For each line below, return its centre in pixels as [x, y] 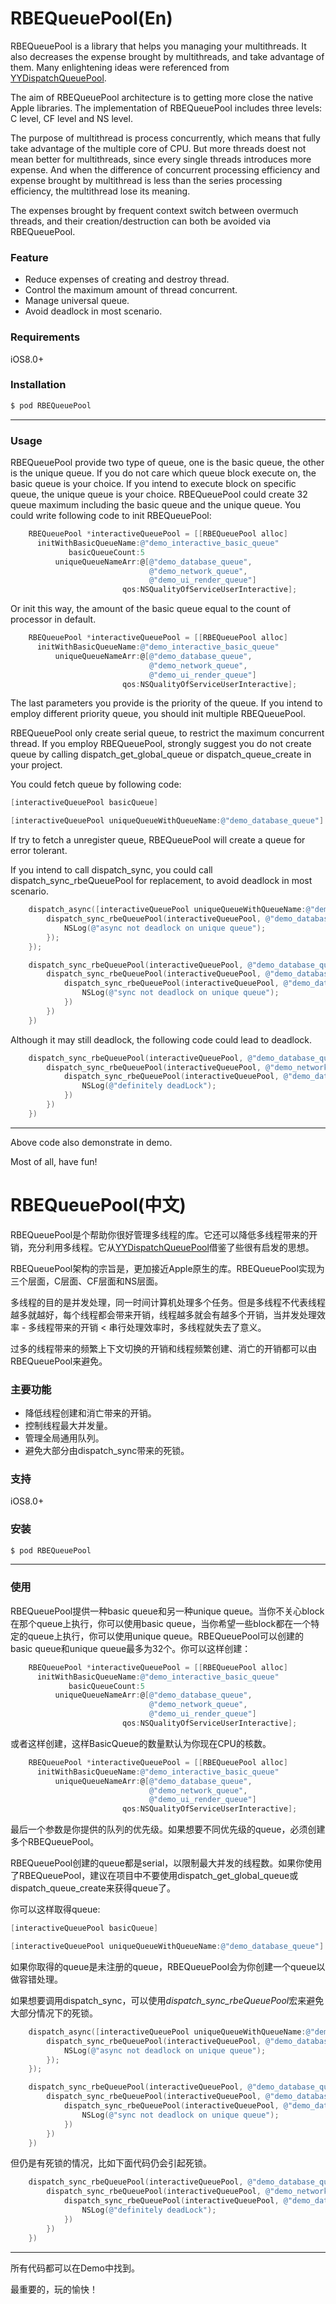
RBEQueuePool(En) [91, 18]
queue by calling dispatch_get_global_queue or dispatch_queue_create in [161, 754]
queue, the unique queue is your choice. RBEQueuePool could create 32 [159, 494]
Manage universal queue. [77, 301]
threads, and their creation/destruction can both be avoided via [140, 221]
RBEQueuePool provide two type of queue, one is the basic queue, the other [167, 462]
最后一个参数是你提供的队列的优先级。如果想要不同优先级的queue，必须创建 [168, 1829]
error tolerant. [39, 851]
